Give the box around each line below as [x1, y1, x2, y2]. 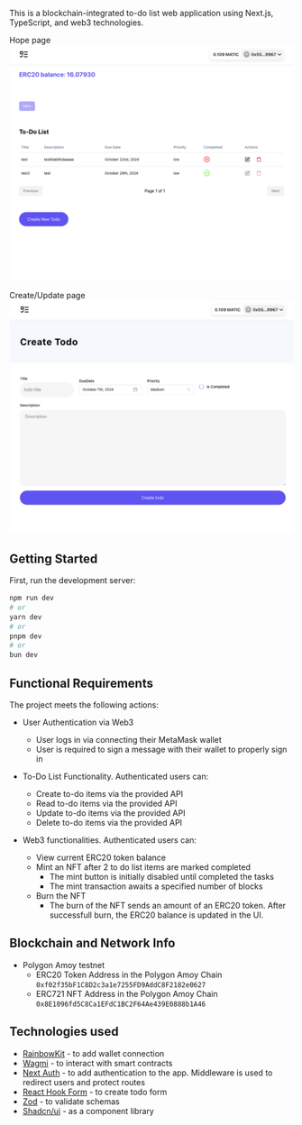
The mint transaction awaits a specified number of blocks [49, 881, 263, 892]
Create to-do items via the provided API [35, 789, 183, 800]
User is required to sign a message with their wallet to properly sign [35, 744, 288, 755]
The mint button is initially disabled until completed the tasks [49, 872, 275, 883]
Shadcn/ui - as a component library [22, 1105, 155, 1116]
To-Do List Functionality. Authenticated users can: [22, 771, 209, 782]
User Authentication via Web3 [22, 717, 134, 728]
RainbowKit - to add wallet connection [22, 1047, 165, 1058]
